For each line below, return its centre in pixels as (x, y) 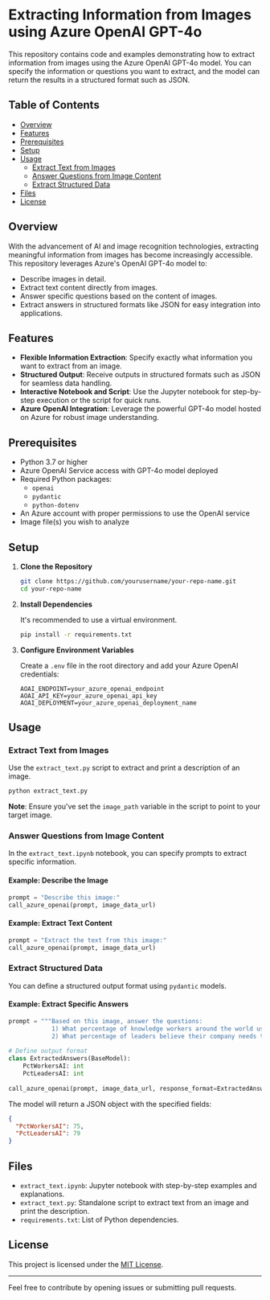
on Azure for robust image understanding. (89, 418)
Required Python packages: (66, 479)
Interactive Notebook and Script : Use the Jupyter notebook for (125, 392)
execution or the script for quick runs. (99, 401)
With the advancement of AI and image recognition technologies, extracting (134, 246)
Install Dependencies (56, 604)
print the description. (55, 1211)
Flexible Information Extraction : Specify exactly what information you (136, 358)
